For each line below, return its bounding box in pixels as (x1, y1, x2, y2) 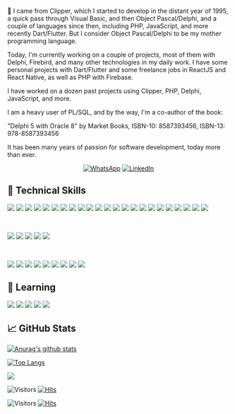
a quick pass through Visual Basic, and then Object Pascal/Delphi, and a (7, 14, 217, 23)
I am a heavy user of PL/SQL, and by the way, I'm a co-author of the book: (7, 108, 224, 116)
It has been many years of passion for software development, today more (7, 143, 221, 151)
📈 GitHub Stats (7, 323, 76, 335)
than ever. (7, 151, 37, 159)
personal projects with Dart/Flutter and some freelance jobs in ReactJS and (7, 66, 227, 74)
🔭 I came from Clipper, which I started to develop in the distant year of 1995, (7, 7, 229, 15)
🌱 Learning (7, 282, 56, 294)
